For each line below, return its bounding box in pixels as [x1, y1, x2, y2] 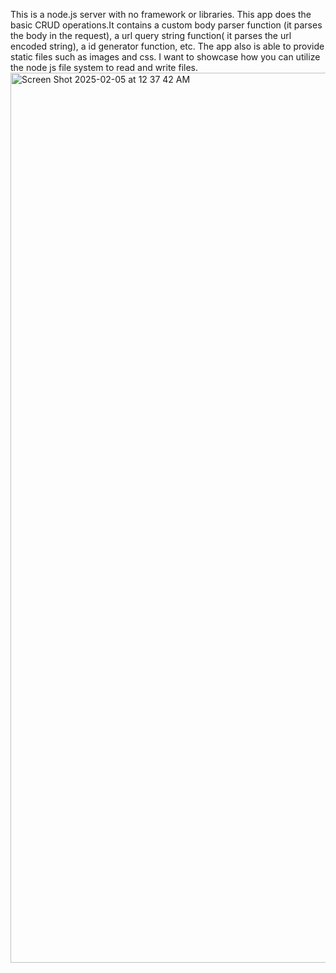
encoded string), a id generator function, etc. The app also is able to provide [10, 40, 325, 52]
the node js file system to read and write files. [10, 62, 199, 73]
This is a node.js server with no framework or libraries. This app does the [10, 9, 312, 20]
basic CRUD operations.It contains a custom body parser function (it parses [10, 19, 323, 31]
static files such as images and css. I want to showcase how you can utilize [10, 51, 321, 63]
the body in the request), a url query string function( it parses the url [10, 30, 292, 41]
